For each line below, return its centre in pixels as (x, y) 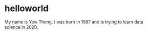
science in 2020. (21, 27)
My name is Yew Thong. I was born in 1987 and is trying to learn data (74, 22)
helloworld (27, 8)
